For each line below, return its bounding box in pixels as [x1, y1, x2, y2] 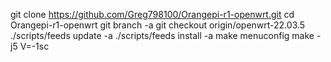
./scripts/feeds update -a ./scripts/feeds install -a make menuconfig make [10, 30, 315, 41]
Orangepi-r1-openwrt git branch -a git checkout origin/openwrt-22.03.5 [10, 19, 306, 31]
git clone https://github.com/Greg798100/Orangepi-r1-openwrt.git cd [10, 9, 295, 20]
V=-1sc [19, 40, 50, 52]
